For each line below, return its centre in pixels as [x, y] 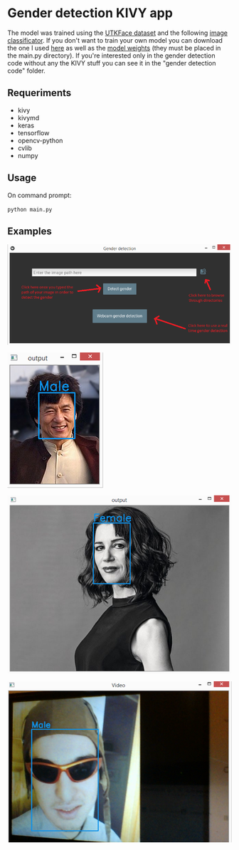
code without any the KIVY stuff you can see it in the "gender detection [112, 63]
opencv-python [40, 140]
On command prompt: [39, 195]
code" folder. [27, 70]
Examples [30, 231]
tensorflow [33, 132]
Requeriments [39, 93]
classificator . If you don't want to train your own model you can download [115, 40]
